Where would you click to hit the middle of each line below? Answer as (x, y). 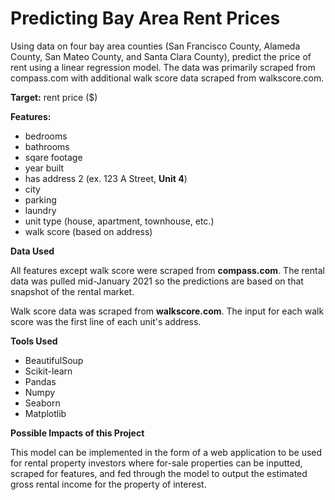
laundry (40, 210)
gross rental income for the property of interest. (108, 484)
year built (44, 168)
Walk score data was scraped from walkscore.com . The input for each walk (167, 311)
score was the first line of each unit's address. (106, 321)
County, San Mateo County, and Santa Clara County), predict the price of (161, 56)
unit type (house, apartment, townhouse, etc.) (119, 221)
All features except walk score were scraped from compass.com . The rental (167, 270)
